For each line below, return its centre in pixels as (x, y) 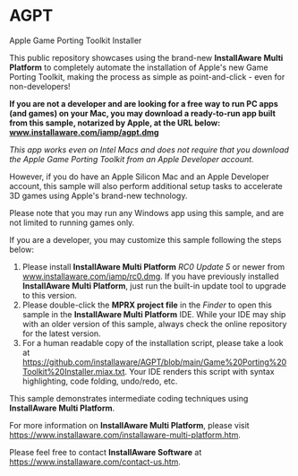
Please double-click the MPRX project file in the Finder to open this (147, 305)
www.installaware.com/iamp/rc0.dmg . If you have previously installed (150, 276)
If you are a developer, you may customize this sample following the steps (145, 239)
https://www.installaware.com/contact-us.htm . (95, 462)
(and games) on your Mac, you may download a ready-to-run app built (142, 113)
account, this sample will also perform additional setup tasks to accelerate (146, 186)
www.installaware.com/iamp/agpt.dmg (84, 132)
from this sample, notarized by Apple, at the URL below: (115, 123)
